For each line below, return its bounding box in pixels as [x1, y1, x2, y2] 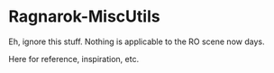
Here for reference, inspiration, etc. [8, 53, 140, 64]
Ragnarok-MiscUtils [8, 6, 160, 27]
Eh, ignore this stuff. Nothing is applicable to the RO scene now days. [8, 36, 265, 47]
